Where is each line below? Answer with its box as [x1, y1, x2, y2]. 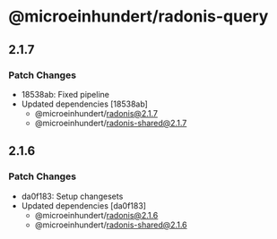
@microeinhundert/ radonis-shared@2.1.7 [34, 117, 187, 128]
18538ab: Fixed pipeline [21, 89, 109, 99]
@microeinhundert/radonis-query [8, 6, 269, 27]
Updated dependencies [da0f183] [21, 200, 147, 211]
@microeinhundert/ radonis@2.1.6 [34, 209, 159, 220]
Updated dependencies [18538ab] [21, 98, 149, 109]
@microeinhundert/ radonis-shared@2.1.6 [34, 219, 187, 230]
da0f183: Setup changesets [21, 191, 124, 201]
